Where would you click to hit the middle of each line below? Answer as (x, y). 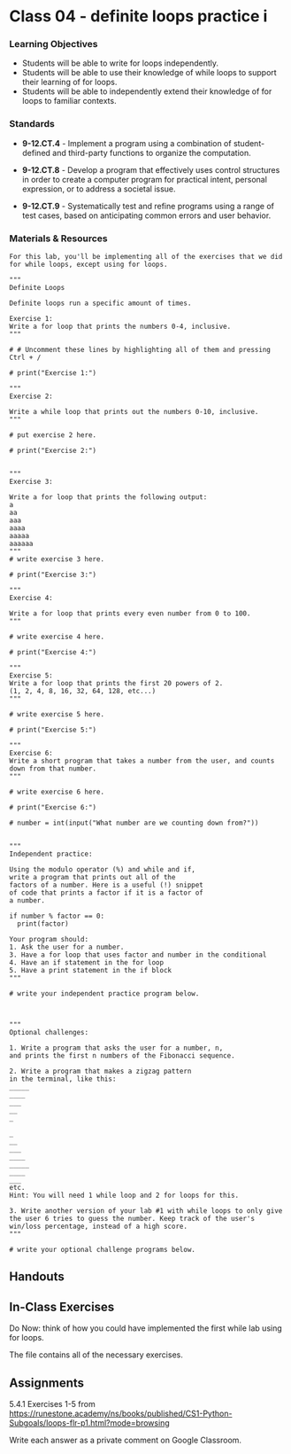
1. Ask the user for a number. (67, 947)
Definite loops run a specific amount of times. (100, 303)
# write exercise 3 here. (57, 559)
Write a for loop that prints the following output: (108, 497)
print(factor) (43, 924)
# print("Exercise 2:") (53, 451)
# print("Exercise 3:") (53, 575)
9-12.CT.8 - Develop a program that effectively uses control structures (151, 169)
